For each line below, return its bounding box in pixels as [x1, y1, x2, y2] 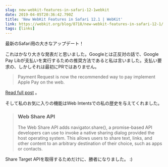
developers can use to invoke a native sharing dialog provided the [17, 130, 155, 136]
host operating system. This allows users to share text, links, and [17, 135, 152, 141]
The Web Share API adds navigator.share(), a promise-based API [17, 124, 153, 131]
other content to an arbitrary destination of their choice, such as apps [17, 140, 162, 146]
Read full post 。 [5, 90, 40, 96]
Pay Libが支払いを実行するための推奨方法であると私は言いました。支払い [5, 57, 158, 63]
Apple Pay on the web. [17, 79, 65, 86]
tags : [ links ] [5, 26, 35, 31]
